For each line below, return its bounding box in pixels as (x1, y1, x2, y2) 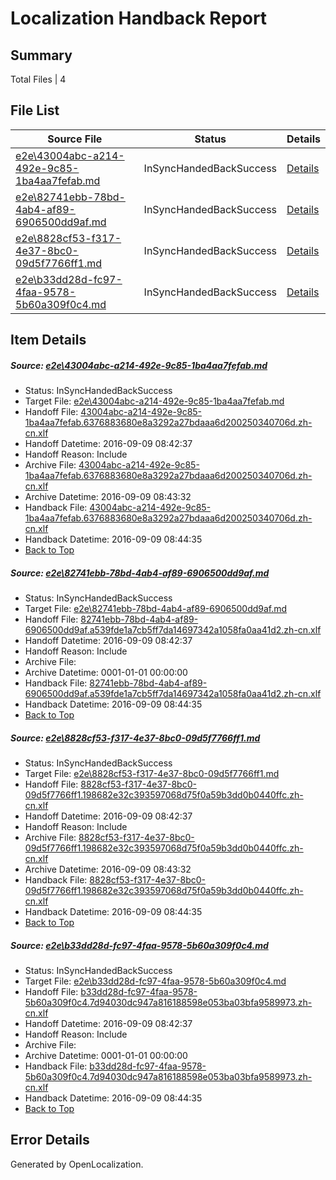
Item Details (10, 332, 87, 349)
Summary (10, 47, 73, 64)
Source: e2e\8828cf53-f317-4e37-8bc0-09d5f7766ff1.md (10, 732, 261, 744)
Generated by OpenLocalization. (10, 1158, 144, 1170)
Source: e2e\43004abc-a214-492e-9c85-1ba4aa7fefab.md (10, 359, 268, 371)
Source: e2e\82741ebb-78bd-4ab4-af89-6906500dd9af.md (10, 567, 270, 579)
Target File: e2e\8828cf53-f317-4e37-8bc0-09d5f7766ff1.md (24, 768, 280, 780)
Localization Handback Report (10, 7, 268, 30)
